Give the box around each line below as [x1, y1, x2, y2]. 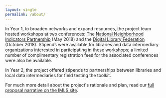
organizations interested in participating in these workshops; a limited [5, 47, 148, 53]
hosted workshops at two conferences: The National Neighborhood [5, 31, 144, 37]
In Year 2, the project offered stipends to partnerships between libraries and [5, 67, 162, 73]
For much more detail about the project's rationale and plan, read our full [5, 82, 155, 88]
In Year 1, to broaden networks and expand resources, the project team [5, 25, 151, 31]
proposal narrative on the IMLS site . [5, 87, 79, 93]
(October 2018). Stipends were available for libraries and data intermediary [5, 41, 159, 47]
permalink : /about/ [5, 12, 46, 17]
